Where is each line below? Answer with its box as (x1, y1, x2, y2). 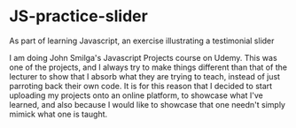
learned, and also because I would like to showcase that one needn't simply (9, 99, 286, 109)
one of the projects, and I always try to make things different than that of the (9, 62, 288, 72)
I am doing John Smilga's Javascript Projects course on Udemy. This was (9, 52, 277, 63)
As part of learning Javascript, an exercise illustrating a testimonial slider (9, 35, 275, 46)
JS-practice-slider (9, 6, 148, 26)
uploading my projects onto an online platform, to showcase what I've (9, 90, 263, 101)
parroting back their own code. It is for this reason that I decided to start (9, 80, 273, 91)
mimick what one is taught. (9, 109, 108, 119)
